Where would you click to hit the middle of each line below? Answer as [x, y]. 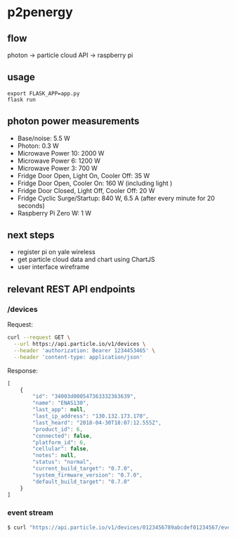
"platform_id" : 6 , [59, 442]
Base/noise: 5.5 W [44, 138]
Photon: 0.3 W [38, 146]
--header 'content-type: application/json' [78, 357]
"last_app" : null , [59, 410]
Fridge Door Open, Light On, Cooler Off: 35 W [84, 175]
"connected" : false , [63, 436]
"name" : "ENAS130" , [61, 403]
